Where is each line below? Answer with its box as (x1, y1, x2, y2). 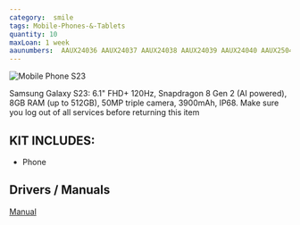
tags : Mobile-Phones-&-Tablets (9, 21, 126, 30)
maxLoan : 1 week (9, 37, 70, 47)
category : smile (9, 12, 74, 22)
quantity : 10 (9, 29, 58, 38)
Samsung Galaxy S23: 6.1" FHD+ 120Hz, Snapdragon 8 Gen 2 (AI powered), (9, 88, 287, 99)
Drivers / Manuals (9, 182, 111, 197)
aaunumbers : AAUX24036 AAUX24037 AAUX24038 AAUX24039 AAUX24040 (9, 46, 257, 55)
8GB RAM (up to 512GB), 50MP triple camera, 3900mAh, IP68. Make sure (9, 97, 279, 108)
